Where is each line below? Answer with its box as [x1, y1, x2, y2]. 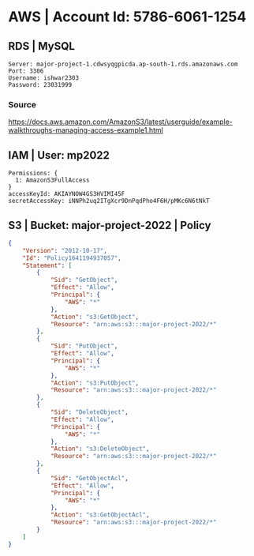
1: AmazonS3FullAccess [15, 176, 90, 185]
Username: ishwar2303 [8, 74, 80, 82]
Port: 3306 [8, 67, 44, 75]
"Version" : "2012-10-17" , [22, 246, 108, 254]
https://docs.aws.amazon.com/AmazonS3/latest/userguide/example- [8, 117, 233, 126]
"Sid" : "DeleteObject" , [50, 408, 129, 416]
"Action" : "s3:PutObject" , [50, 379, 140, 387]
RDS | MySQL [8, 39, 75, 53]
